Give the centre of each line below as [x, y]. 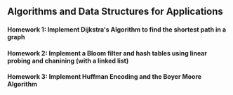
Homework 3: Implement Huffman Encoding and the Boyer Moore [105, 77]
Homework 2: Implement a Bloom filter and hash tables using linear [107, 53]
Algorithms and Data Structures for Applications [115, 12]
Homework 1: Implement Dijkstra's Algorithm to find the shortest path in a [117, 29]
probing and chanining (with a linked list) [68, 61]
